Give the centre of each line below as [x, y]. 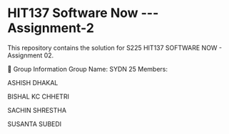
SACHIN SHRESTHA [37, 110]
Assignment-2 [51, 28]
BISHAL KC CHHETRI [39, 96]
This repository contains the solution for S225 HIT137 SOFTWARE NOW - [115, 48]
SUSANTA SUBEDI [35, 124]
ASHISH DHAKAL [33, 82]
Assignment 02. [31, 55]
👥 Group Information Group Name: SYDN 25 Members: [88, 69]
